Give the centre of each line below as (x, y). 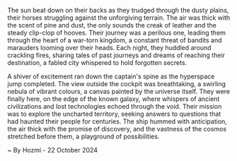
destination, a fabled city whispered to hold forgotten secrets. (97, 62)
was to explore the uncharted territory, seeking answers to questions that (114, 114)
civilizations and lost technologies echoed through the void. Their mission (115, 106)
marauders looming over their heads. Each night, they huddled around (109, 48)
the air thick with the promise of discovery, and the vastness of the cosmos (117, 129)
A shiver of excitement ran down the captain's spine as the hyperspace (111, 76)
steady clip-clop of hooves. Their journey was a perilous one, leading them (117, 32)
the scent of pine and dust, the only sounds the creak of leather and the (112, 25)
